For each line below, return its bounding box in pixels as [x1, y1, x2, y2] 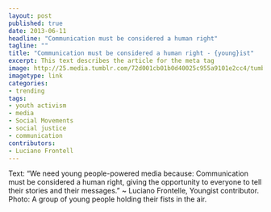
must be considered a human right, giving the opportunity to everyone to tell [8, 177, 262, 187]
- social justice [8, 124, 67, 132]
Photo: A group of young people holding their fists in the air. [8, 194, 207, 204]
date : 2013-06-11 [8, 27, 67, 35]
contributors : [8, 139, 56, 148]
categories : [8, 79, 48, 87]
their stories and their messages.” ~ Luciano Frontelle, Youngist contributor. [8, 186, 260, 196]
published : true [8, 19, 63, 27]
